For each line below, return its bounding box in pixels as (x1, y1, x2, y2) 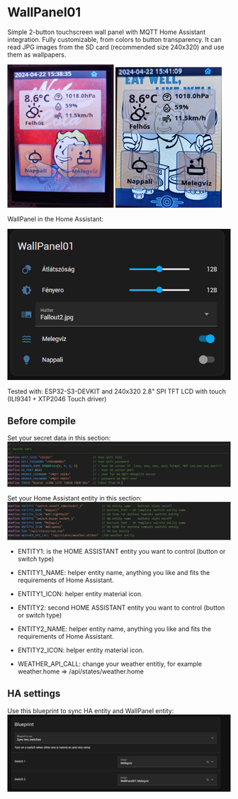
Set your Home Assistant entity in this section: (7, 493, 142, 502)
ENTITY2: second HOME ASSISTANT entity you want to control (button (17, 603, 225, 612)
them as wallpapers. (7, 50, 67, 59)
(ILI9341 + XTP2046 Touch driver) (7, 394, 107, 403)
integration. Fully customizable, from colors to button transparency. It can (7, 35, 222, 43)
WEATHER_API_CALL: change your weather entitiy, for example (17, 659, 203, 668)
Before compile (7, 415, 76, 428)
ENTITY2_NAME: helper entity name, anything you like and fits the (17, 625, 211, 633)
